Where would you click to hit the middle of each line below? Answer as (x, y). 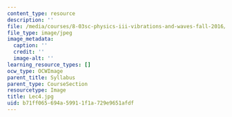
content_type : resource (41, 13)
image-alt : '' (33, 58)
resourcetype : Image (37, 90)
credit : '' (29, 52)
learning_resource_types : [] (49, 65)
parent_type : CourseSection (48, 84)
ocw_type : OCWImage (35, 71)
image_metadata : (30, 39)
